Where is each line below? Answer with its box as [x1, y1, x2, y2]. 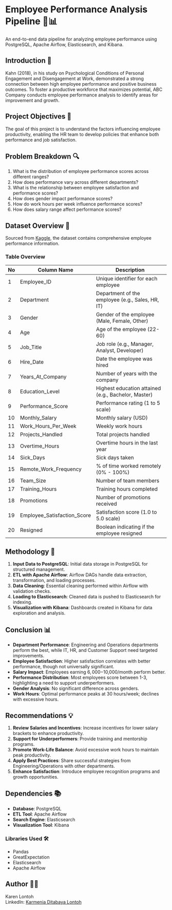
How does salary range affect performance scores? [12, 206, 122, 212]
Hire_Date [20, 358, 44, 365]
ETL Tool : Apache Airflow [12, 811, 67, 817]
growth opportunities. [12, 773, 59, 780]
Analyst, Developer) [96, 347, 144, 354]
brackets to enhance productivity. [12, 730, 84, 736]
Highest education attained [96, 385, 161, 392]
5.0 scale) [96, 515, 120, 522]
